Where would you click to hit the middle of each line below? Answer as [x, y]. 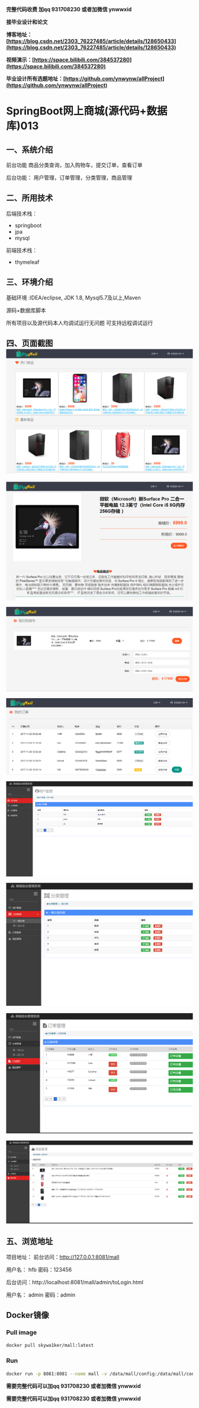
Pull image [22, 1333]
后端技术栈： [22, 214]
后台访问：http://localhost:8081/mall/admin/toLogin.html [75, 1282]
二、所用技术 [30, 198]
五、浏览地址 [30, 1242]
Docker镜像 [28, 1315]
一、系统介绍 [30, 150]
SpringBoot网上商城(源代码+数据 [87, 111]
